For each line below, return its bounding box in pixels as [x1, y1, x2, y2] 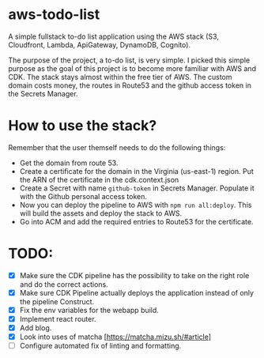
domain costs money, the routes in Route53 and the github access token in [8, 81, 251, 90]
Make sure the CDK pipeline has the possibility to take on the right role [19, 270, 250, 280]
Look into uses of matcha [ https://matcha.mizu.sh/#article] [19, 332, 212, 341]
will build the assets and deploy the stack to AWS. [19, 208, 183, 218]
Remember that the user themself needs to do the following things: [8, 142, 226, 152]
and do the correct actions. [19, 279, 108, 289]
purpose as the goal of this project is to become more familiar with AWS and [8, 63, 257, 73]
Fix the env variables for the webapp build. [19, 305, 160, 315]
